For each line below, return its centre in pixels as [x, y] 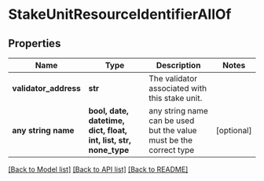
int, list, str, [110, 140]
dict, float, [108, 130]
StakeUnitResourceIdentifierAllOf [120, 14]
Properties [35, 43]
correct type [172, 150]
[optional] [234, 130]
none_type [109, 150]
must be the [171, 140]
